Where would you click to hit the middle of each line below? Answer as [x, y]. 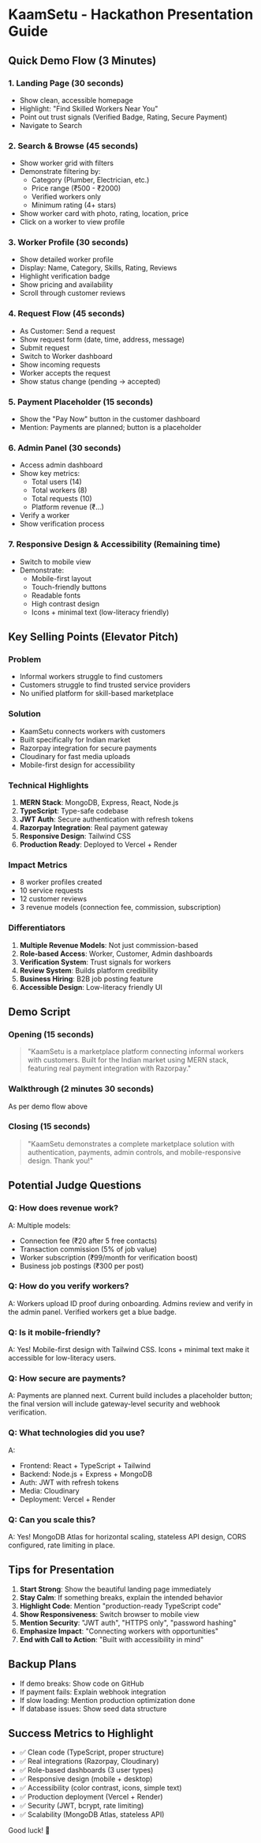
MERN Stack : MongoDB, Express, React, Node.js [99, 802]
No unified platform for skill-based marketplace [97, 693]
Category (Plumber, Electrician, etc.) [90, 180]
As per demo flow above [48, 1106]
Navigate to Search [51, 125]
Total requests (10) [62, 499]
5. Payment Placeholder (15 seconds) [81, 402]
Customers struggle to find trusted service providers [105, 685]
